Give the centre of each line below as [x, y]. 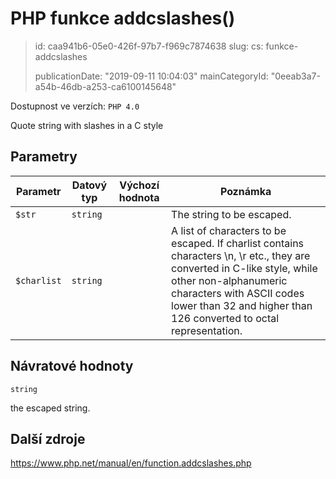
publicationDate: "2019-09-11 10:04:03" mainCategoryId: [151, 76]
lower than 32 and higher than [242, 305]
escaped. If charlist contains [238, 243]
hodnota [139, 197]
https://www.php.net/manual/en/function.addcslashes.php [131, 463]
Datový [89, 185]
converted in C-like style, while [244, 268]
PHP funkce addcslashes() [123, 18]
